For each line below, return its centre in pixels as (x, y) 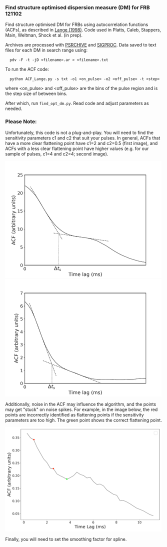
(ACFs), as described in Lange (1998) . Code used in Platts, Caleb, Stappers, (83, 30)
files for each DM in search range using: (46, 50)
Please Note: (21, 121)
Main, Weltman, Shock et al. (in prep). (44, 35)
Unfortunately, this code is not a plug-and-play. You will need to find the (79, 132)
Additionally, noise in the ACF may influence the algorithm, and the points (81, 404)
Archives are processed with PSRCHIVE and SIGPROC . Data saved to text (81, 45)
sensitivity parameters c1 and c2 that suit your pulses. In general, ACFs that (83, 138)
